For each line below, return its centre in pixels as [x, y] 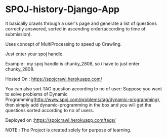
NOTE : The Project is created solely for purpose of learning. [68, 130]
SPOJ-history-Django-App [62, 9]
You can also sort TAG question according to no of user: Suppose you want [84, 89]
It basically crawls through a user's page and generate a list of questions [81, 23]
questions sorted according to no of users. [50, 110]
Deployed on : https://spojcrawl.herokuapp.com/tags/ [60, 120]
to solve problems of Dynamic [36, 94]
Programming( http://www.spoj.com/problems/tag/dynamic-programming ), [83, 99]
